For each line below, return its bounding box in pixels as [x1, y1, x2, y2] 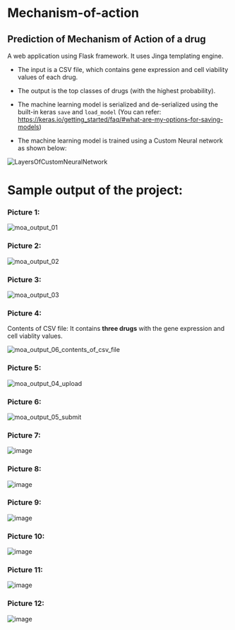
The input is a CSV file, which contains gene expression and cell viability [17, 66, 229, 73]
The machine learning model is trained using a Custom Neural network [17, 136, 224, 145]
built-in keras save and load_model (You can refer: [17, 108, 162, 116]
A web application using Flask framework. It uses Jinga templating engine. [7, 52, 224, 60]
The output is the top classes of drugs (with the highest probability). [17, 87, 216, 95]
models [17, 123, 40, 131]
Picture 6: [7, 396, 42, 406]
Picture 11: [7, 565, 44, 575]
